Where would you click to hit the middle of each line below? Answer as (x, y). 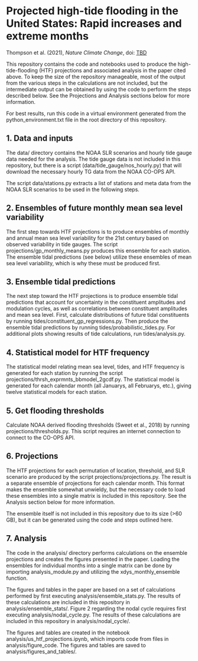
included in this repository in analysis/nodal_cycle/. (68, 621)
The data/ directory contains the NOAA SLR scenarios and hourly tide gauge (99, 152)
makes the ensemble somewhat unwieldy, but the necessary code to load (96, 489)
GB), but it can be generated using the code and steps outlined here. (90, 520)
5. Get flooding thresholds (55, 411)
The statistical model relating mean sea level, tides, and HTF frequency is (95, 367)
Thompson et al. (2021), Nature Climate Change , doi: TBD (77, 52)
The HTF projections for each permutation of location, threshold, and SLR (95, 471)
